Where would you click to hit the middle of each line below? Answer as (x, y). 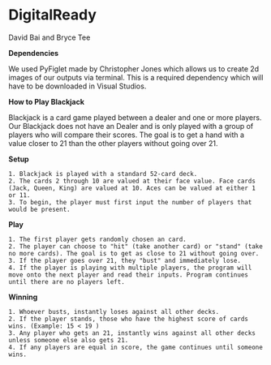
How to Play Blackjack (47, 101)
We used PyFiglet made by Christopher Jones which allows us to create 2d (134, 69)
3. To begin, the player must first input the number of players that (130, 202)
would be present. (39, 209)
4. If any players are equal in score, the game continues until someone (136, 347)
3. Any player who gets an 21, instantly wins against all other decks (132, 333)
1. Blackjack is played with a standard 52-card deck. (103, 174)
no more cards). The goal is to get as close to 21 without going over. (134, 253)
